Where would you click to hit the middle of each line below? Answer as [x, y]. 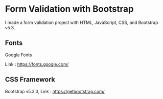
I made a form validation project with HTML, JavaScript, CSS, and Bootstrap [81, 22]
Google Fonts [19, 55]
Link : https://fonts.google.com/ [37, 64]
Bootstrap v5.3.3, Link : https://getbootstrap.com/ [55, 91]
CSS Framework [30, 80]
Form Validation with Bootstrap [69, 9]
